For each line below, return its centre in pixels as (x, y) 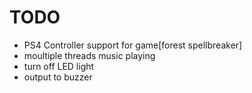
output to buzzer (58, 77)
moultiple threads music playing (89, 55)
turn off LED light (59, 66)
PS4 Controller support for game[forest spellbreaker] (133, 45)
